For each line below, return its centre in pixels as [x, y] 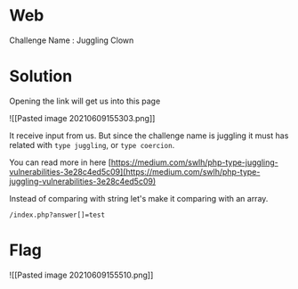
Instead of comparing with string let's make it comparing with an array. [139, 198]
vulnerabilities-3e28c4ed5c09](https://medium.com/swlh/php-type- [135, 171]
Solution [41, 76]
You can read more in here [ [60, 162]
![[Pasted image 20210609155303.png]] [82, 118]
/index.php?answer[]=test [57, 215]
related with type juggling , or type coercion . [92, 144]
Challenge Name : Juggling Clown [72, 40]
